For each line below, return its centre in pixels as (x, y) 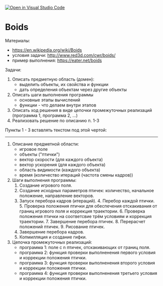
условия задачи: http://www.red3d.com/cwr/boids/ (64, 55)
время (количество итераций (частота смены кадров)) (76, 175)
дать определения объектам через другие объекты (73, 89)
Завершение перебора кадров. (52, 232)
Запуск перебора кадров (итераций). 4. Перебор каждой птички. (87, 201)
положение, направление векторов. (57, 196)
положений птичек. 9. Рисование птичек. (62, 227)
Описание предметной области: (45, 144)
